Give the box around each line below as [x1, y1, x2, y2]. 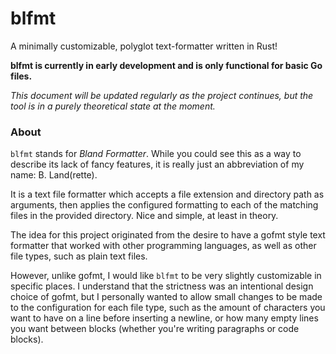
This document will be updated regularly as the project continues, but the [10, 89, 314, 101]
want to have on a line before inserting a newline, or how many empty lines [10, 312, 319, 324]
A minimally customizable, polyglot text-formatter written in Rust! [10, 40, 278, 52]
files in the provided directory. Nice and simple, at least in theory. [10, 210, 279, 222]
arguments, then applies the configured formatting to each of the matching [10, 199, 319, 211]
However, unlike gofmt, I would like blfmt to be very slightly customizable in [10, 270, 322, 282]
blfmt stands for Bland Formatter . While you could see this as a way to [10, 148, 302, 160]
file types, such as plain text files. [10, 250, 148, 262]
